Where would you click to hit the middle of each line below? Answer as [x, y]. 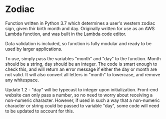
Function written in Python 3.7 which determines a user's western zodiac [80, 23]
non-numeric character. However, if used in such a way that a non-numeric [82, 100]
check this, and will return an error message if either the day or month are [81, 69]
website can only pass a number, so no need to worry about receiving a [79, 95]
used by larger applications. [34, 49]
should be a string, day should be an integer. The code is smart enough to [81, 64]
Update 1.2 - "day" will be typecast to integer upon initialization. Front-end [82, 89]
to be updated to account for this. [39, 111]
